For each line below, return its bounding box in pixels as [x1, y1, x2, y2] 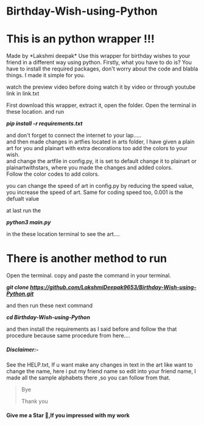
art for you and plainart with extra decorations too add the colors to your [6, 145, 188, 152]
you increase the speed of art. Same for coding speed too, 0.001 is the [6, 188, 183, 196]
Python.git [6, 290, 34, 297]
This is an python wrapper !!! [6, 32, 155, 46]
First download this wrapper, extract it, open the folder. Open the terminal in [6, 102, 197, 109]
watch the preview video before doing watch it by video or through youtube [6, 83, 196, 91]
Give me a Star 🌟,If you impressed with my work [6, 412, 130, 419]
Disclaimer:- [6, 345, 39, 353]
